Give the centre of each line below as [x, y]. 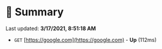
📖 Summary [35, 12]
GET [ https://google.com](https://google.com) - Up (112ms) [85, 40]
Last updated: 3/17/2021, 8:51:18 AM [51, 28]
